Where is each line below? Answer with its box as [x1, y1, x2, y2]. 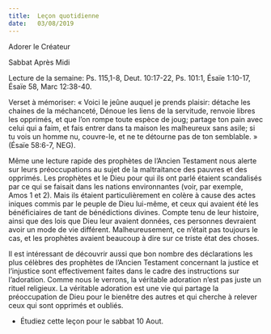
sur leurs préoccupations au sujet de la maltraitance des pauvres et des [8, 164, 248, 174]
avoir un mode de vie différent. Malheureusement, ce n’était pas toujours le [8, 224, 259, 235]
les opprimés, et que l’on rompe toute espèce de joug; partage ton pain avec [8, 114, 264, 124]
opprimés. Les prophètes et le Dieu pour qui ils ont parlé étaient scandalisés [8, 173, 262, 183]
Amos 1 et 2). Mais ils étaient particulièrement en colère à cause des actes [8, 190, 256, 200]
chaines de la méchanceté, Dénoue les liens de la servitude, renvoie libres [8, 106, 256, 116]
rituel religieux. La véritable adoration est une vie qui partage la [8, 283, 219, 293]
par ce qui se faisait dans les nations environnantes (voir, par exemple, [8, 181, 243, 191]
